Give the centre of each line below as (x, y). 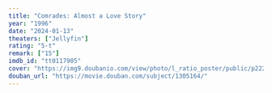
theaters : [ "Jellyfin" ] (49, 38)
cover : (19, 69)
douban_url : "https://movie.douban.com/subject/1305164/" (108, 76)
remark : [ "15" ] (34, 53)
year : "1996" (30, 23)
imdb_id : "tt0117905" (45, 61)
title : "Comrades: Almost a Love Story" (78, 16)
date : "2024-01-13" (41, 31)
